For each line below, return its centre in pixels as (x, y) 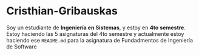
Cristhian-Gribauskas (62, 11)
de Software (22, 47)
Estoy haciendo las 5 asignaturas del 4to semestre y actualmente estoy (95, 33)
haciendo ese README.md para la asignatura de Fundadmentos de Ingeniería (99, 40)
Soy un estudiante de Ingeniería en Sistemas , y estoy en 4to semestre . (96, 27)
